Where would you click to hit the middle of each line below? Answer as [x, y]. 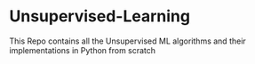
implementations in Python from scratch [83, 50]
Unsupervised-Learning [100, 16]
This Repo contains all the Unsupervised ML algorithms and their [127, 41]
